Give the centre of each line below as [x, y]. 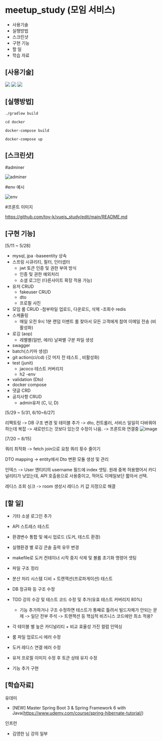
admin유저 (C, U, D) [39, 403]
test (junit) [23, 363]
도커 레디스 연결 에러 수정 [37, 647]
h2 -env [27, 374]
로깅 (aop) [22, 334]
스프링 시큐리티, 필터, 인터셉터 [41, 262]
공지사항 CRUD [27, 397]
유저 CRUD [23, 287]
